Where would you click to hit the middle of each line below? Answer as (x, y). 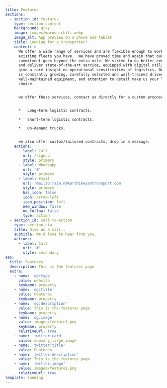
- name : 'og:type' (33, 276)
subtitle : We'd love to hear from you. (55, 234)
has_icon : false (40, 193)
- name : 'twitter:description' (46, 354)
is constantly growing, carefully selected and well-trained (83, 75)
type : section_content (38, 24)
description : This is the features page (52, 267)
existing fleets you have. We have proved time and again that (86, 56)
